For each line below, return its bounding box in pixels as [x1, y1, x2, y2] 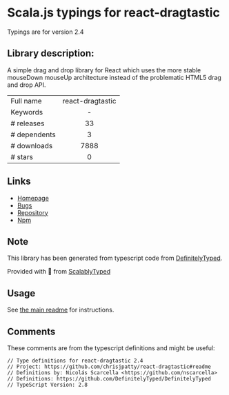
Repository [17, 208, 48, 216]
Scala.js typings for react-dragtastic [7, 5, 221, 21]
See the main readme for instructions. [7, 305, 114, 314]
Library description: [7, 48, 94, 59]
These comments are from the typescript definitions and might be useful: [7, 344, 215, 352]
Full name [10, 96, 43, 105]
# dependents [10, 130, 57, 139]
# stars [10, 152, 33, 161]
